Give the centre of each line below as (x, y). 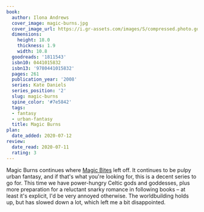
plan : (13, 130)
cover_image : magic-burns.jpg (50, 23)
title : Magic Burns (36, 125)
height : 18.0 (34, 40)
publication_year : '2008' (45, 79)
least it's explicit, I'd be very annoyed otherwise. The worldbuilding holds (98, 196)
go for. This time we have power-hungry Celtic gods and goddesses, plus (98, 183)
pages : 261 (25, 74)
